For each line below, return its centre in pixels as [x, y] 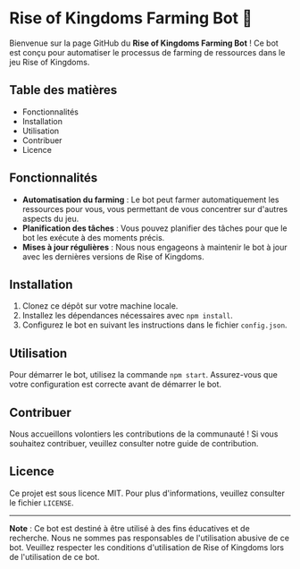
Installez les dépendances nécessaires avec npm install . [128, 316]
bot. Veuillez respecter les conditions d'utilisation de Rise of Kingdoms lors [146, 547]
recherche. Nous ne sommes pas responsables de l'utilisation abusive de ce [150, 538]
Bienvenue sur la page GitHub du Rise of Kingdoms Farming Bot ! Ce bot [144, 43]
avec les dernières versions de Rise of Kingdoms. [113, 256]
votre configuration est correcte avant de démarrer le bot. [115, 385]
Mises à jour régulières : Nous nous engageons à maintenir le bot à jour [154, 247]
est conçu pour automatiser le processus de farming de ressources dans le [147, 52]
